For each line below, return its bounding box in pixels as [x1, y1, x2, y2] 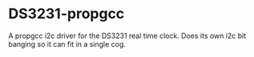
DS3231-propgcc [8, 5, 125, 23]
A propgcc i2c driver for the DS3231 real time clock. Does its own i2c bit [8, 31, 247, 40]
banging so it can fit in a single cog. [8, 39, 127, 48]
